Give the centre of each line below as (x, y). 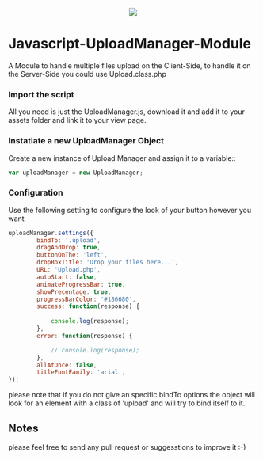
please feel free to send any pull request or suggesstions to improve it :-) (127, 447)
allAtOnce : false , (67, 365)
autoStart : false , (67, 277)
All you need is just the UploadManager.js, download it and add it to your (127, 112)
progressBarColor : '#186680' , (86, 299)
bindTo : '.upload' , (69, 240)
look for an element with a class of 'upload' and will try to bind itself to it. (127, 403)
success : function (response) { (88, 306)
